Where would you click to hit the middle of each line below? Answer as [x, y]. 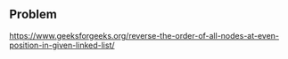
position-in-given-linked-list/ [62, 45]
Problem [33, 15]
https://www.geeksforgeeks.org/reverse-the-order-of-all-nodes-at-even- [144, 35]
